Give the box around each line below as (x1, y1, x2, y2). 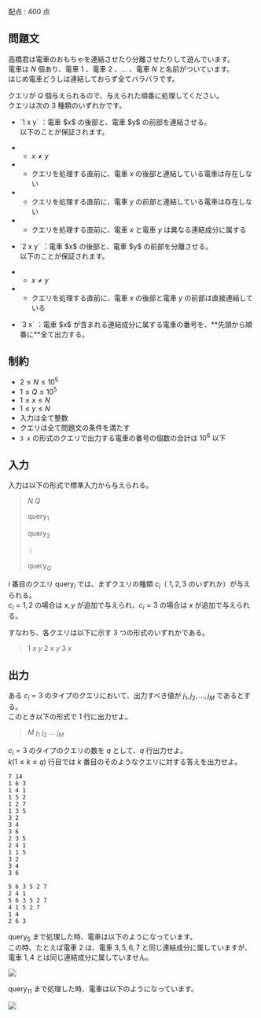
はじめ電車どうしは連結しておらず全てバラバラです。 (8, 74, 179, 83)
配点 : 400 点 (8, 7, 50, 16)
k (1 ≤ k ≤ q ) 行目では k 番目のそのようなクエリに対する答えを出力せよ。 (8, 757, 242, 766)
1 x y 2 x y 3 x (27, 644, 72, 653)
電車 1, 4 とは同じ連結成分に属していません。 (8, 953, 153, 962)
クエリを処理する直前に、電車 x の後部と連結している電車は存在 (31, 168, 239, 178)
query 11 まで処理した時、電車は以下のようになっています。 (8, 984, 198, 996)
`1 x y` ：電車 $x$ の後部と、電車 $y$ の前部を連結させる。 (19, 117, 211, 127)
